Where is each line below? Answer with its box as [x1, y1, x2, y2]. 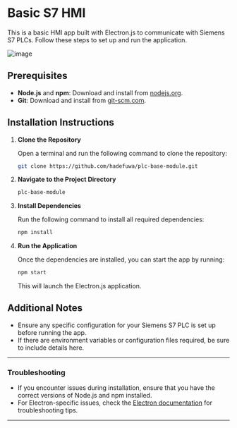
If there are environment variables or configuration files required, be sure [17, 336, 230, 344]
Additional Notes [7, 302, 83, 314]
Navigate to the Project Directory [17, 175, 116, 184]
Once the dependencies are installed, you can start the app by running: [17, 255, 225, 264]
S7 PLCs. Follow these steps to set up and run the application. [7, 35, 188, 44]
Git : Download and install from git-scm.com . [17, 96, 147, 104]
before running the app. [17, 328, 87, 336]
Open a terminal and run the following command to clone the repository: [17, 149, 228, 157]
